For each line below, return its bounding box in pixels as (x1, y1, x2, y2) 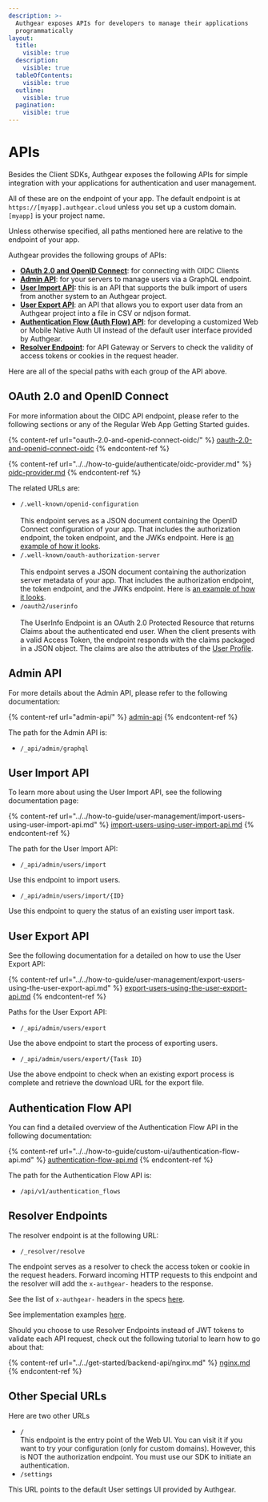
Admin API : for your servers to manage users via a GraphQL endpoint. (19, 274, 252, 284)
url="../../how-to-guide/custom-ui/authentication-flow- (59, 1147, 240, 1156)
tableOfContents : (15, 71, 74, 79)
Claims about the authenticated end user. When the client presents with (19, 626, 256, 636)
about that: (8, 1342, 44, 1351)
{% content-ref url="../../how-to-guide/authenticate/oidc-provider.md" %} (8, 458, 252, 469)
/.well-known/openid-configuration (19, 500, 139, 508)
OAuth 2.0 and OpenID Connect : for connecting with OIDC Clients (19, 265, 240, 275)
